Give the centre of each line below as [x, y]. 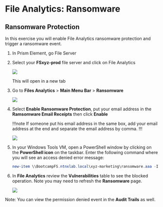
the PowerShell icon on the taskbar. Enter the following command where [85, 152]
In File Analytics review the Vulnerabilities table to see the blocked [80, 175]
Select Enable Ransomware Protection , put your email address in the [82, 109]
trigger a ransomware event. [34, 44]
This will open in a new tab [39, 81]
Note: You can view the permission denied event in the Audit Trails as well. [80, 199]
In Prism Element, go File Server [44, 53]
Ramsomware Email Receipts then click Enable [60, 114]
